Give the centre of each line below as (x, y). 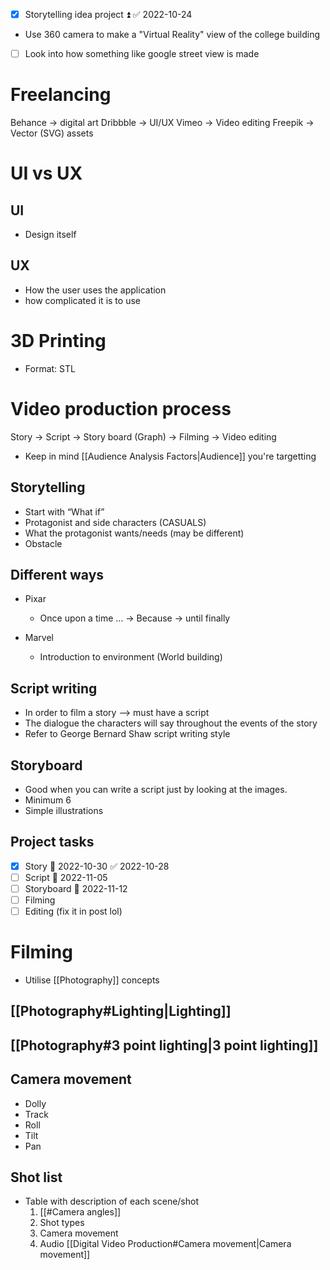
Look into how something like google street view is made (142, 54)
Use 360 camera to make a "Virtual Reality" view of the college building (172, 35)
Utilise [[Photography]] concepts (92, 980)
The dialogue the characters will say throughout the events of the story (171, 723)
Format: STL (50, 368)
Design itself (50, 235)
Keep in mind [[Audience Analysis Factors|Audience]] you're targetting (170, 456)
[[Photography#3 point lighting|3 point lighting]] (164, 1045)
